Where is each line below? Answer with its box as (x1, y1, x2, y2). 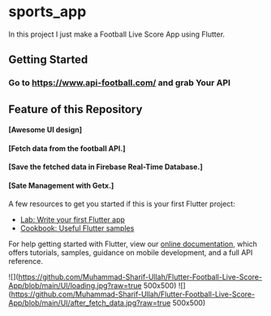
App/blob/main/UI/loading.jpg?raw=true (8, 280, 142, 290)
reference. (8, 256, 43, 266)
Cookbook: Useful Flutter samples (19, 223, 135, 233)
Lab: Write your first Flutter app (19, 214, 126, 224)
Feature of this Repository (8, 102, 143, 116)
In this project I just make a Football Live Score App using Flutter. (8, 29, 226, 39)
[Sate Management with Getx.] (8, 181, 114, 191)
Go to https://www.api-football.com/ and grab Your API (8, 77, 231, 89)
